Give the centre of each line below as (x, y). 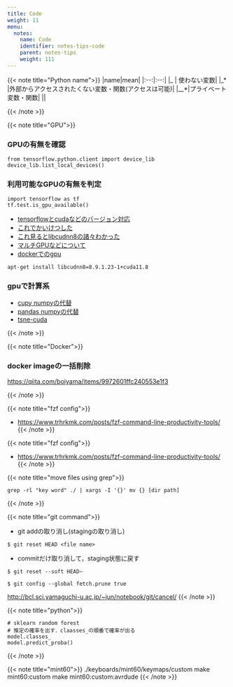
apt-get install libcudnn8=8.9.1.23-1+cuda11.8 (78, 267)
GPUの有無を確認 (37, 144)
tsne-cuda (32, 319)
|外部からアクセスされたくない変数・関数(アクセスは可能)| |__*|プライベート (117, 89)
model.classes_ (29, 637)
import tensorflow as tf (43, 199)
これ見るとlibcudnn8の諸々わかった (69, 237)
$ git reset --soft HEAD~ (45, 571)
